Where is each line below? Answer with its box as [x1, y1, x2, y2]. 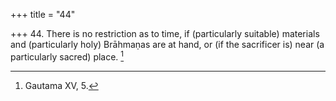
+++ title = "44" [10, 9, 76, 20]
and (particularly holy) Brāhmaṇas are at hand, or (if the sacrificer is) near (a [10, 39, 325, 50]
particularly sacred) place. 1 [10, 49, 125, 63]
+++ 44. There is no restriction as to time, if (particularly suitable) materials [10, 28, 320, 39]
